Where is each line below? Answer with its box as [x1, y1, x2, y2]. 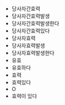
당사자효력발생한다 [11, 50, 54, 56]
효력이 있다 [11, 93, 37, 99]
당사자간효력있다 [11, 27, 50, 34]
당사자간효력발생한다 [11, 20, 60, 27]
